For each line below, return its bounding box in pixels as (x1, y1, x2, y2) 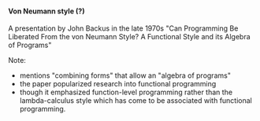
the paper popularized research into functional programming (19, 79, 217, 89)
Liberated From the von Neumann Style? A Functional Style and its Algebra (8, 32, 251, 42)
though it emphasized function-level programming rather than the (19, 87, 233, 97)
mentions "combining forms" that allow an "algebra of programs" (19, 71, 231, 80)
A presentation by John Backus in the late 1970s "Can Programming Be (8, 24, 239, 33)
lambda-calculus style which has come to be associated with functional (19, 96, 252, 105)
